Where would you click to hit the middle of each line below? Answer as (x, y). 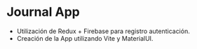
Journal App (43, 12)
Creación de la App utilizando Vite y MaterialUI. (85, 38)
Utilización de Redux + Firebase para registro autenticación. (103, 31)
